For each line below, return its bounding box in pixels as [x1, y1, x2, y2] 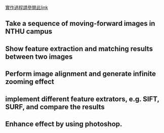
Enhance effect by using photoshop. [5, 119, 122, 128]
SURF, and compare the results [5, 103, 105, 111]
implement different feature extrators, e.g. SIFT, [5, 95, 159, 103]
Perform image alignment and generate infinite [5, 70, 156, 78]
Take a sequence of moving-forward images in [5, 19, 155, 28]
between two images [5, 52, 73, 61]
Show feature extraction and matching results [5, 45, 153, 53]
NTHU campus [5, 27, 53, 36]
